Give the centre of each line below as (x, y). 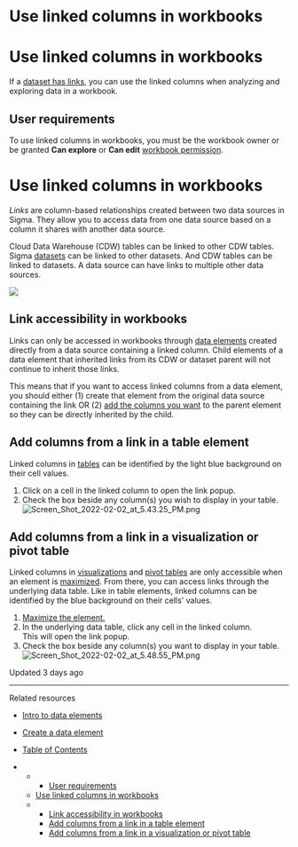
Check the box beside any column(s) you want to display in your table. (150, 646)
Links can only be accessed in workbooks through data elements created (143, 340)
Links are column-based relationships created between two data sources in (147, 210)
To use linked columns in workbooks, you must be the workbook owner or (144, 140)
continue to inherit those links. (64, 368)
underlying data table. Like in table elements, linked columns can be (133, 591)
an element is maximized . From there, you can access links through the (139, 582)
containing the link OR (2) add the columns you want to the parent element (145, 405)
